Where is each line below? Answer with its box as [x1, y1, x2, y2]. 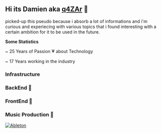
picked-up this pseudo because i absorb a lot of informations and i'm [5, 18, 147, 24]
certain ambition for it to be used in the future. [5, 28, 100, 35]
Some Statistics [5, 38, 39, 44]
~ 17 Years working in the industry [5, 58, 75, 64]
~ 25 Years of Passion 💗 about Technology [5, 48, 93, 54]
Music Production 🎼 [5, 111, 54, 118]
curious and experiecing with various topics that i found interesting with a [5, 23, 156, 29]
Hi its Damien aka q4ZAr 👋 [5, 5, 88, 13]
